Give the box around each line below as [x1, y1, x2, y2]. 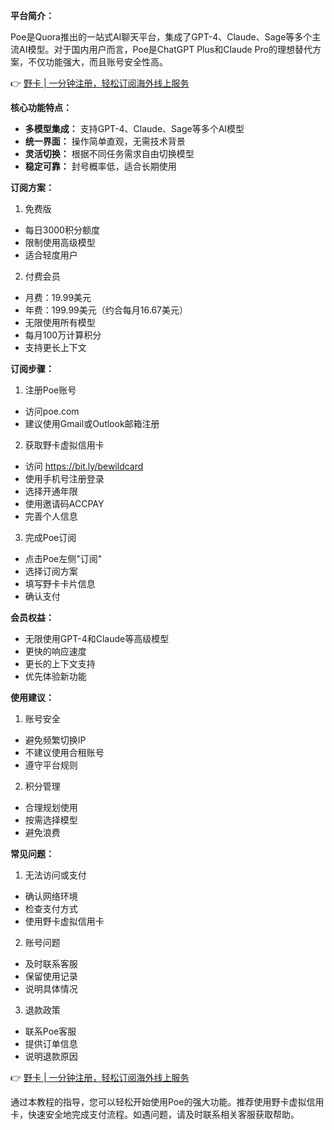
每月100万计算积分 [24, 329, 102, 341]
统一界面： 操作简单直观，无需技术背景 [24, 135, 186, 147]
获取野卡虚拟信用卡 [24, 439, 105, 451]
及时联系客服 [24, 958, 78, 969]
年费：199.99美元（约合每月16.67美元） [24, 304, 188, 316]
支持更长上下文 [24, 342, 87, 353]
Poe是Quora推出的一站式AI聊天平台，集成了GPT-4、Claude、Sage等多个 [10, 31, 313, 43]
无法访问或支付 [24, 869, 87, 881]
